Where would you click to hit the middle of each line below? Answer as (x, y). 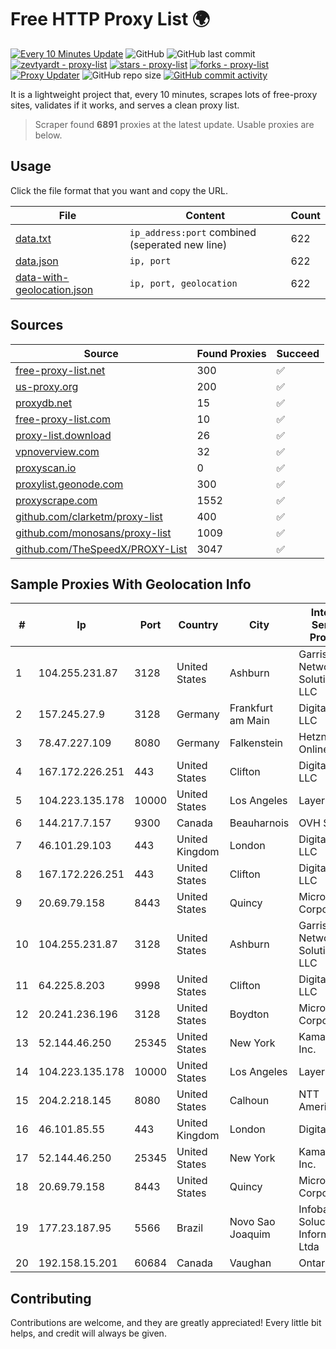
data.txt (33, 238)
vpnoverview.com (57, 451)
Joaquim (250, 1234)
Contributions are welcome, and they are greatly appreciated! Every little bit (166, 1323)
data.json (37, 261)
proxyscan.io (46, 468)
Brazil (190, 1228)
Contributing (51, 1298)
